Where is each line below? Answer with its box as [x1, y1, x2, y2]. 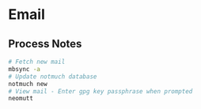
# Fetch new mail [8, 58, 66, 66]
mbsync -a [8, 65, 41, 73]
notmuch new [8, 80, 47, 88]
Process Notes [8, 37, 82, 51]
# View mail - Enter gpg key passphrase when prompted [8, 87, 193, 96]
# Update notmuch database [8, 73, 97, 81]
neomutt [8, 95, 34, 103]
